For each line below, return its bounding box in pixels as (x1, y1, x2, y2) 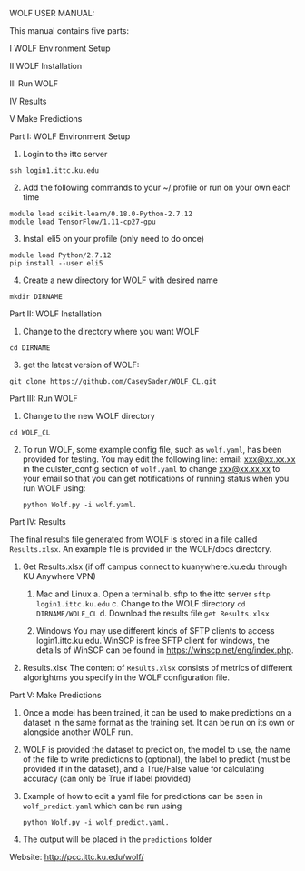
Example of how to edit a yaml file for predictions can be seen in (22, 791, 263, 801)
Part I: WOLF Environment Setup (9, 131, 131, 142)
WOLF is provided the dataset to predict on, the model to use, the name (22, 745, 290, 755)
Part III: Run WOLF (9, 393, 79, 404)
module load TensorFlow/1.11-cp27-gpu (9, 217, 156, 226)
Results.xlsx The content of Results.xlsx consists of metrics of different (22, 663, 293, 673)
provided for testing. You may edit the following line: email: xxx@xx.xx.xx (22, 454, 296, 465)
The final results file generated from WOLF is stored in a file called (9, 534, 258, 545)
